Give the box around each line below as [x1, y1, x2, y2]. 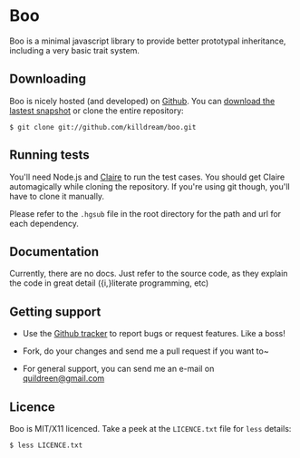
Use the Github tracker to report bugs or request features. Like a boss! [22, 328, 285, 339]
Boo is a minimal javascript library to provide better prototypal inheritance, [9, 35, 286, 46]
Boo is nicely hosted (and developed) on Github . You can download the [9, 95, 276, 106]
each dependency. [9, 218, 80, 229]
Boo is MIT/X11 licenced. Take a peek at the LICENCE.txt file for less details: [9, 424, 292, 434]
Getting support [9, 304, 102, 319]
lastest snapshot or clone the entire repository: [9, 105, 184, 116]
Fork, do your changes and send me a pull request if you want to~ [22, 346, 269, 356]
